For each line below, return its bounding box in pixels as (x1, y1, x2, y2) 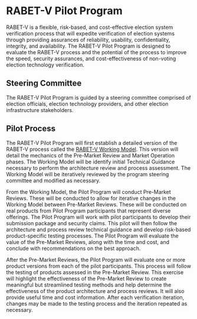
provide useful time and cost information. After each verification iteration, (6, 294, 185, 301)
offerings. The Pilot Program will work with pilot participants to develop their (6, 213, 191, 221)
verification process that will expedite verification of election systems (6, 29, 175, 37)
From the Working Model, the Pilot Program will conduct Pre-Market (6, 188, 171, 195)
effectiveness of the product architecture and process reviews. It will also (6, 287, 185, 294)
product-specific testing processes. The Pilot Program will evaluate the (6, 232, 179, 239)
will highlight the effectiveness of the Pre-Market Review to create (6, 275, 167, 282)
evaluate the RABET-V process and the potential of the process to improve (6, 48, 187, 55)
